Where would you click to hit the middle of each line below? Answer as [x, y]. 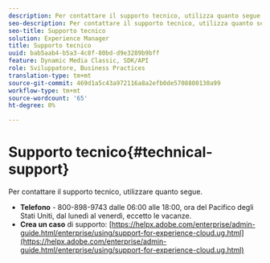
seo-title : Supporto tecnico [57, 31]
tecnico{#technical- [144, 152]
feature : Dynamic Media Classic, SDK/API [79, 61]
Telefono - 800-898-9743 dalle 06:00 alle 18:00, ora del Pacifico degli [137, 208]
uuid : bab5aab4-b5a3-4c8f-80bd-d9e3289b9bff [84, 53]
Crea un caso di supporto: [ [66, 224]
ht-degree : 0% [32, 105]
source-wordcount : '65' [48, 98]
